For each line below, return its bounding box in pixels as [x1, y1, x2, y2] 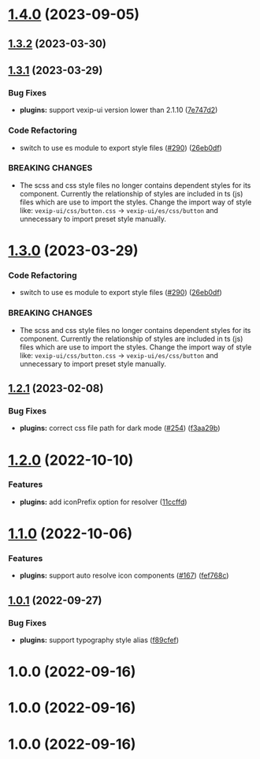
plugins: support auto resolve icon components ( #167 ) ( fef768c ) [19, 570, 229, 581]
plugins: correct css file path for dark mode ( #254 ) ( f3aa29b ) [19, 424, 221, 433]
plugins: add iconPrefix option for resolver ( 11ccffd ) [19, 497, 188, 507]
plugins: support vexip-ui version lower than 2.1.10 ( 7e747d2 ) [19, 105, 218, 115]
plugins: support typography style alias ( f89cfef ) [19, 635, 180, 645]
